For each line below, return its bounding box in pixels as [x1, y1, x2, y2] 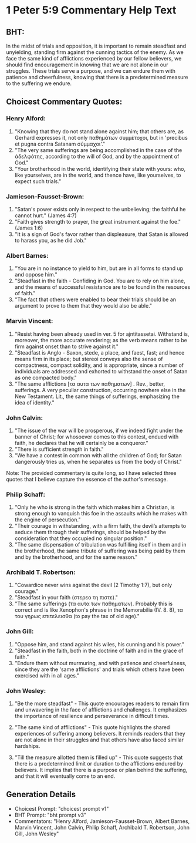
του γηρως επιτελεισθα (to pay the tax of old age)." [14, 613, 140, 620]
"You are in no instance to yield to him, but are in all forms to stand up [14, 265, 184, 272]
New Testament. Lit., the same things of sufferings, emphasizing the [14, 393, 180, 400]
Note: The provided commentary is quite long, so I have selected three [6, 469, 177, 476]
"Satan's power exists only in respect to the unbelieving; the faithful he [14, 205, 186, 213]
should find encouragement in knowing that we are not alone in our [6, 61, 168, 68]
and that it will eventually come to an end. [14, 773, 116, 780]
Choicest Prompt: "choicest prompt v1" [14, 805, 109, 812]
